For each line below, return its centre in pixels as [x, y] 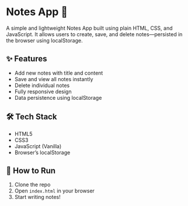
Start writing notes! [38, 197]
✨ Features [27, 59]
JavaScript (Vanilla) [38, 146]
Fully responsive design [43, 91]
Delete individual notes [42, 85]
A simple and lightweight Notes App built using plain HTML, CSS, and [90, 28]
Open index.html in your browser [55, 191]
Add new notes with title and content [59, 73]
